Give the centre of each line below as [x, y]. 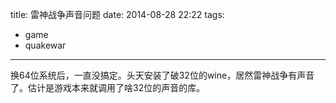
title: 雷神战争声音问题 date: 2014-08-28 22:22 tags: [117, 14]
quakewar [45, 45]
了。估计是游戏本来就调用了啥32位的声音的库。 [108, 87]
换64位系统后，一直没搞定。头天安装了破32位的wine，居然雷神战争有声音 [162, 75]
